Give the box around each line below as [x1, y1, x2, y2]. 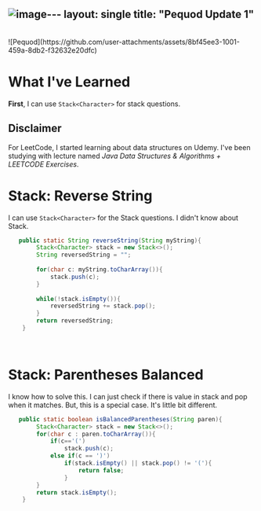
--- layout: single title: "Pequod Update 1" [46, 8, 255, 21]
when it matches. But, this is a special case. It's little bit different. [8, 400, 218, 410]
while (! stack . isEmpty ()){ [36, 295, 121, 303]
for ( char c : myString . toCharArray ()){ [36, 266, 163, 274]
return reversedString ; [36, 317, 114, 325]
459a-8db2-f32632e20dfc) [8, 45, 98, 55]
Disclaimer [8, 122, 62, 135]
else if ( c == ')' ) [49, 452, 111, 460]
